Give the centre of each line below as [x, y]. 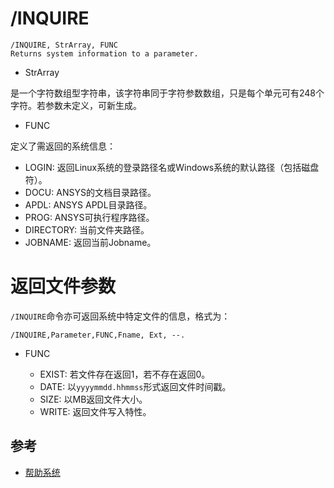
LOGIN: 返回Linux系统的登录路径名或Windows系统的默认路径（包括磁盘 [172, 167]
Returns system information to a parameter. [104, 53]
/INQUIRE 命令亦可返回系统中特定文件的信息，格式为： [120, 316]
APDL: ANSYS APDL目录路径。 [88, 204]
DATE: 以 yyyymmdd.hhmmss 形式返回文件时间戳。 [135, 386]
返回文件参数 [63, 286]
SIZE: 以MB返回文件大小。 [93, 399]
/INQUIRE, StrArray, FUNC [64, 45]
